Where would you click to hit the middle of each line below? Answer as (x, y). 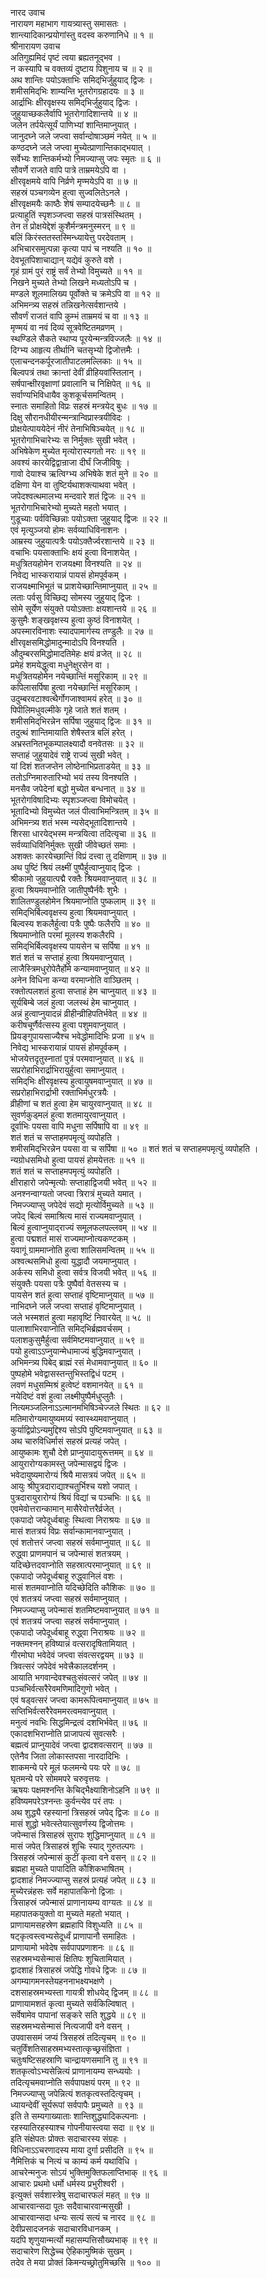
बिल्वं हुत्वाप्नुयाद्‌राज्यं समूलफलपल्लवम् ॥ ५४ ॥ (83, 1227)
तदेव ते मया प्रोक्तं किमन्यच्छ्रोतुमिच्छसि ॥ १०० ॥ (85, 2262)
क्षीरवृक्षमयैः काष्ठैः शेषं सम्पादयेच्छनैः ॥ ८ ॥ (75, 203)
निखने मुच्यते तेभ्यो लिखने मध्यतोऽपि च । (74, 282)
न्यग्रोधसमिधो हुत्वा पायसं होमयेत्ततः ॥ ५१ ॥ (77, 1160)
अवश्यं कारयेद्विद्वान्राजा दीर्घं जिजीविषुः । (70, 462)
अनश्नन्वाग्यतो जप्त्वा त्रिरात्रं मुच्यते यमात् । (76, 1193)
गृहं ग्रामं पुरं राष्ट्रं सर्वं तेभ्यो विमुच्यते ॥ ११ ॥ (76, 271)
